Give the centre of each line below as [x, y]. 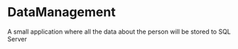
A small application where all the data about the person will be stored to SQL [119, 31]
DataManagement [61, 12]
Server [17, 38]
